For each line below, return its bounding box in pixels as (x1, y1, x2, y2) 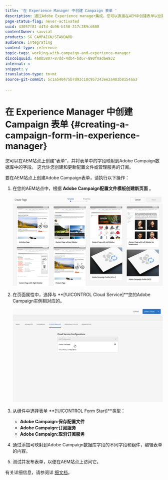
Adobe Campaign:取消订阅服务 (19, 431, 85, 437)
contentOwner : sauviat (5, 29, 52, 35)
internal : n (5, 61, 30, 66)
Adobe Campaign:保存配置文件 (19, 418, 85, 424)
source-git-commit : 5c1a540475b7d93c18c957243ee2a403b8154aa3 (5, 77, 137, 82)
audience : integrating (5, 40, 52, 45)
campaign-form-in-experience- (5, 130, 140, 141)
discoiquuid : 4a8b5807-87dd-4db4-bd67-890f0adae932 (5, 56, 115, 61)
